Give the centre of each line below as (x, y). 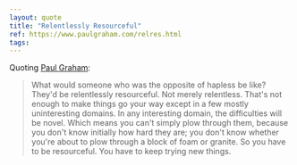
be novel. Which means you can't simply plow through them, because (160, 123)
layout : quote (36, 17)
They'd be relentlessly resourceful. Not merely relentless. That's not (157, 95)
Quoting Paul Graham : (50, 68)
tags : (19, 42)
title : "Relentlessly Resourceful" (76, 26)
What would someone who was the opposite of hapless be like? (148, 85)
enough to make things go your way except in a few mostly (140, 104)
